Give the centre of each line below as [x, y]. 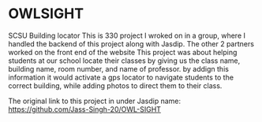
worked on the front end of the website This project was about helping [123, 52]
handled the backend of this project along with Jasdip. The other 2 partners [131, 43]
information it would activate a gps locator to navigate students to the [121, 77]
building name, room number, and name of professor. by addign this [118, 68]
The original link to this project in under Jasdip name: [95, 101]
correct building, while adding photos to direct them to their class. [115, 85]
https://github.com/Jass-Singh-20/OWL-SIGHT [85, 109]
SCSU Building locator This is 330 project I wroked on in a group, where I [127, 35]
